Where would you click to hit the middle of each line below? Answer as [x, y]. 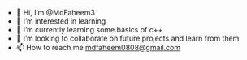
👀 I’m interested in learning [61, 21]
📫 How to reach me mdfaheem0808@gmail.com [98, 47]
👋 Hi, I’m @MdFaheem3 [56, 13]
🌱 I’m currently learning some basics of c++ [89, 30]
